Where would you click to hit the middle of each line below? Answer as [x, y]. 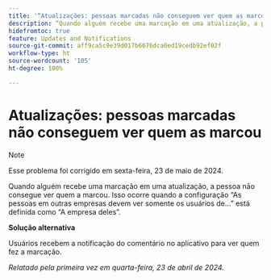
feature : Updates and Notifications [70, 38]
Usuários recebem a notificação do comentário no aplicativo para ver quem [134, 243]
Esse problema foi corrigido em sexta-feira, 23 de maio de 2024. [116, 170]
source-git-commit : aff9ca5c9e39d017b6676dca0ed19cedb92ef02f [115, 46]
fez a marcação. [35, 252]
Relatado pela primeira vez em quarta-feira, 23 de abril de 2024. [116, 267]
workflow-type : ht [39, 53]
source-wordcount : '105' [50, 61]
